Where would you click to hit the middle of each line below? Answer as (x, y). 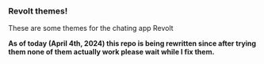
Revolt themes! (38, 11)
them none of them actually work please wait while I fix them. (111, 52)
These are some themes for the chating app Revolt (91, 28)
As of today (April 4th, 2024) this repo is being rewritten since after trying (132, 43)
